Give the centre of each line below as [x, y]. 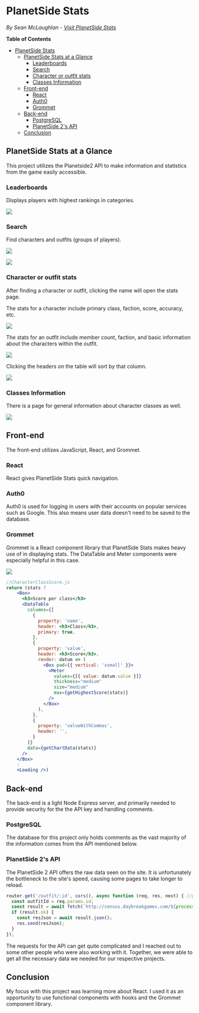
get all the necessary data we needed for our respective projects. [86, 958]
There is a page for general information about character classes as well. [94, 405]
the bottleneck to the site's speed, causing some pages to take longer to [94, 879]
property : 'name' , [60, 621]
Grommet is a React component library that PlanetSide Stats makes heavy [96, 548]
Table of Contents [29, 39]
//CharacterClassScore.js [38, 582]
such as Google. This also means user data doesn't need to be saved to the [98, 513]
